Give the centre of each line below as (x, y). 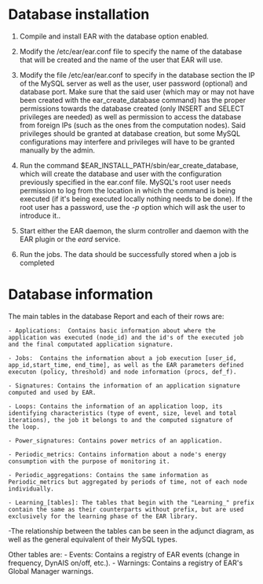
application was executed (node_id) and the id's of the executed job (126, 337)
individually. (31, 489)
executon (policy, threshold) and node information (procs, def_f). (122, 372)
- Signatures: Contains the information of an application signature (124, 386)
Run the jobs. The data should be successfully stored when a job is (128, 254)
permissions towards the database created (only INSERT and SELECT (132, 108)
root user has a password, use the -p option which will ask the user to (132, 207)
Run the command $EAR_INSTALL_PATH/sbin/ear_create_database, (129, 165)
